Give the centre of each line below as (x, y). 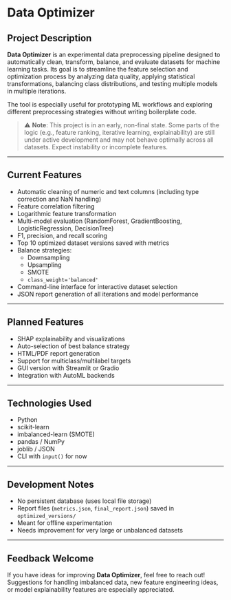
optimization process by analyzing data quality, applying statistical (101, 76)
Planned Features (46, 322)
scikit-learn (33, 427)
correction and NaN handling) (59, 199)
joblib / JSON (36, 449)
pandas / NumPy (41, 442)
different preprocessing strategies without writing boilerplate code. (102, 112)
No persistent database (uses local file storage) (84, 501)
